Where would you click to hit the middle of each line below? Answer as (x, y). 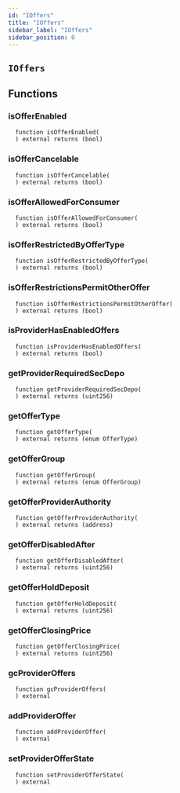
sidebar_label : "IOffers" (50, 30)
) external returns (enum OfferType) (77, 439)
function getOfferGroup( (56, 475)
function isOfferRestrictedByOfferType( (82, 261)
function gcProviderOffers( (61, 689)
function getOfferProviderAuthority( (77, 518)
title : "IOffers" (36, 23)
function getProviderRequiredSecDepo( (79, 389)
